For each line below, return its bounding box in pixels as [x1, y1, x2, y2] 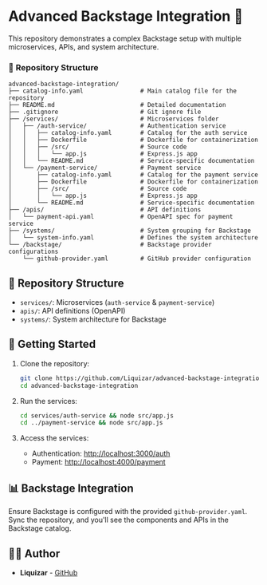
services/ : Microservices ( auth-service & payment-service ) [19, 298, 215, 307]
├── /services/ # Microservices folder [8, 115, 219, 123]
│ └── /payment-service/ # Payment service [8, 164, 202, 172]
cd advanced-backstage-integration [19, 381, 139, 389]
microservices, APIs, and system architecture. [8, 42, 159, 51]
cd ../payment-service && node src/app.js [19, 419, 163, 427]
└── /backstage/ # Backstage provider [8, 241, 213, 249]
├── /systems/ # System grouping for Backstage [8, 227, 251, 235]
